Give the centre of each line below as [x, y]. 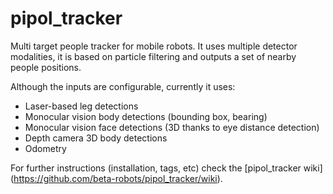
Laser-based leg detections [81, 106]
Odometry [45, 148]
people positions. [46, 67]
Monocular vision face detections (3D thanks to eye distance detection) [172, 127]
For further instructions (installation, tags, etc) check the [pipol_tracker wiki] [166, 168]
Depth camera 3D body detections [96, 138]
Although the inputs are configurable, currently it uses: [123, 86]
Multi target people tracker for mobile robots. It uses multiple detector [154, 46]
